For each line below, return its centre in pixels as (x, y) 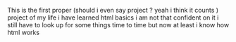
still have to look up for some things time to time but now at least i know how (118, 25)
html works (24, 32)
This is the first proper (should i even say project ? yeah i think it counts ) (113, 10)
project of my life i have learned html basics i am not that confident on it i (113, 17)
